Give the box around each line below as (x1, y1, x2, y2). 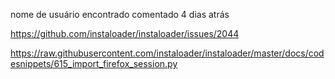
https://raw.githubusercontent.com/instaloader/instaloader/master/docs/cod (10, 47, 325, 59)
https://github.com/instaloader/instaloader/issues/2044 (10, 28, 240, 39)
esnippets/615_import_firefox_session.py (10, 58, 178, 69)
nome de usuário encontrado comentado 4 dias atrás (10, 9, 230, 20)
